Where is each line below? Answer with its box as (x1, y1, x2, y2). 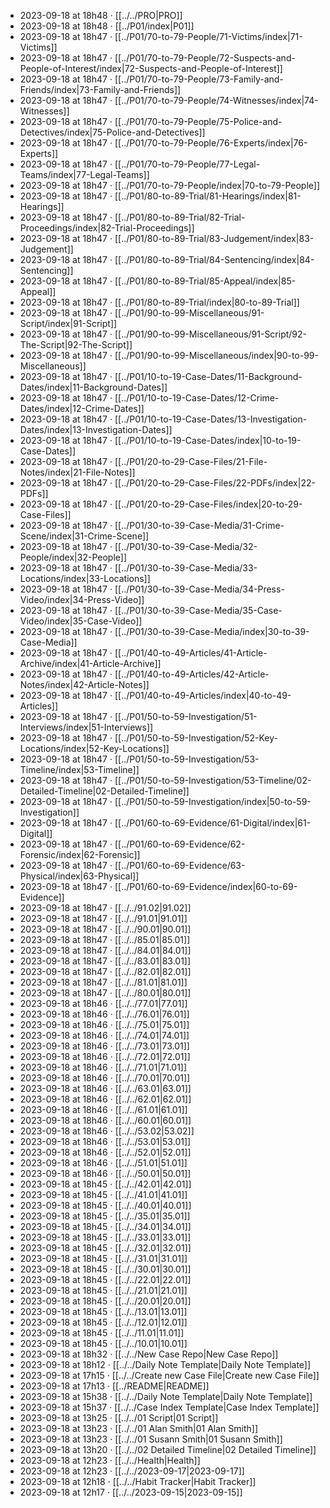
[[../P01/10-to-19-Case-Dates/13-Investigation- (114, 413, 308, 425)
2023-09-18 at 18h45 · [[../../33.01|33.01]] (19, 1231, 192, 1243)
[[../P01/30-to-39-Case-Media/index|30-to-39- (114, 626, 310, 637)
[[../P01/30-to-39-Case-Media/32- (114, 541, 258, 552)
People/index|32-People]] (19, 551, 127, 563)
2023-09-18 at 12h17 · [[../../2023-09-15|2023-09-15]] (19, 1486, 243, 1498)
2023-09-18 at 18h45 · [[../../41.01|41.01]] (19, 1189, 188, 1200)
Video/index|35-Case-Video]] (19, 615, 143, 627)
